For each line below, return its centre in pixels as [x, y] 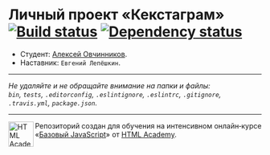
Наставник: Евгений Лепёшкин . [70, 63]
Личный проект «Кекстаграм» [117, 15]
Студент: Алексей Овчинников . [74, 54]
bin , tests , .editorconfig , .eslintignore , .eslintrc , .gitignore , [115, 94]
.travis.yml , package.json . [53, 103]
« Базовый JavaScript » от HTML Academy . [106, 134]
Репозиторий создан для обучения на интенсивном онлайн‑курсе [148, 125]
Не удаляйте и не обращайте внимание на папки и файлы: [109, 85]
